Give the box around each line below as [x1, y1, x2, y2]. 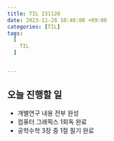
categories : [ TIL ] [7, 23, 60, 30]
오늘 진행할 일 [7, 89, 63, 101]
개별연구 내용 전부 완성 [17, 109, 79, 117]
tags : [7, 29, 23, 37]
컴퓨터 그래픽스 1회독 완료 [17, 117, 87, 126]
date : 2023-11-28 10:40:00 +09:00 [7, 17, 108, 24]
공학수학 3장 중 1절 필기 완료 [17, 126, 95, 135]
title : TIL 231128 [7, 10, 60, 17]
